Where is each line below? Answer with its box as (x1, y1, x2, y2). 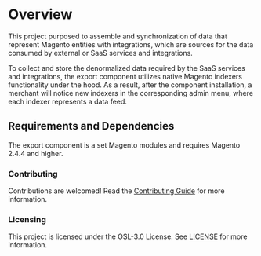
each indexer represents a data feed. (8, 97, 128, 106)
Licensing (8, 214, 47, 225)
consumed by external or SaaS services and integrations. (8, 48, 194, 57)
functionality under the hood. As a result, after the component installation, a (8, 80, 252, 90)
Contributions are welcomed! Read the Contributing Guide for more (8, 186, 225, 196)
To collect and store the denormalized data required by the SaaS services (8, 63, 245, 72)
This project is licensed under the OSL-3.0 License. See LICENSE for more (8, 232, 248, 241)
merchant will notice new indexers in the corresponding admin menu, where (8, 88, 253, 97)
